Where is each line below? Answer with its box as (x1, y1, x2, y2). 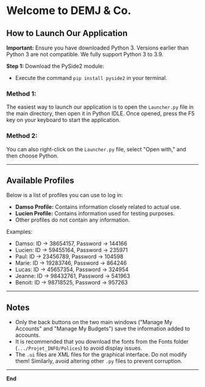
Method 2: (6, 132, 38, 140)
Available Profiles (6, 175, 74, 186)
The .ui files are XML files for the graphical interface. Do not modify (15, 351, 187, 358)
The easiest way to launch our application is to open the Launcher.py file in (6, 103, 194, 110)
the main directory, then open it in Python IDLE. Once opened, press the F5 (6, 110, 195, 117)
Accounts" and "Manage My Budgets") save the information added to (15, 325, 190, 333)
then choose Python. (6, 152, 59, 159)
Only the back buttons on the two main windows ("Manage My (15, 319, 173, 326)
